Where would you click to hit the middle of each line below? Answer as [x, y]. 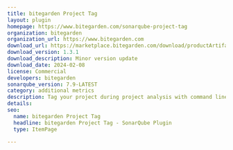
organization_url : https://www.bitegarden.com [76, 39]
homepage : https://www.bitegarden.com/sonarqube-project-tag [97, 26]
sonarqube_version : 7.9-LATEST [52, 84]
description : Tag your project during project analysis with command [110, 97]
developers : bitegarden [42, 78]
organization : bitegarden [44, 33]
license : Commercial [37, 71]
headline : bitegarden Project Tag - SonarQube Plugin [93, 123]
